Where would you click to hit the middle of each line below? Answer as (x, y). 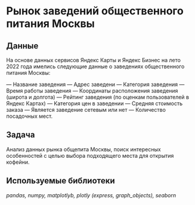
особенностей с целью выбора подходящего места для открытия (90, 155)
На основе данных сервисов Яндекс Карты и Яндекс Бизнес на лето (93, 60)
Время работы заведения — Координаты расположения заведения (92, 91)
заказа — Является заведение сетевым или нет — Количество (86, 110)
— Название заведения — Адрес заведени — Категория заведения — (95, 84)
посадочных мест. (30, 116)
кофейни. (18, 162)
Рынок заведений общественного (95, 11)
